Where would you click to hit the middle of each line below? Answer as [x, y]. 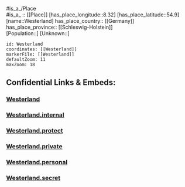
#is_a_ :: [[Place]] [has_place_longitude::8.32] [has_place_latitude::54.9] [93, 15]
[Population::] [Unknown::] [38, 33]
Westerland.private [34, 147]
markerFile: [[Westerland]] [40, 55]
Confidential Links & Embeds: [61, 82]
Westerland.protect [35, 131]
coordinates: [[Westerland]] [42, 49]
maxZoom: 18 [20, 64]
